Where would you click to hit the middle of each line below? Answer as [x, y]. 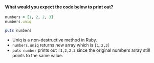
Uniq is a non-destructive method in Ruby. [55, 40]
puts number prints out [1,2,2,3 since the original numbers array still [81, 50]
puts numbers [18, 30]
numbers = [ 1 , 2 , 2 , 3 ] [29, 17]
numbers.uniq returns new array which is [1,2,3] [61, 45]
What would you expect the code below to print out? [59, 7]
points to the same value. [38, 55]
